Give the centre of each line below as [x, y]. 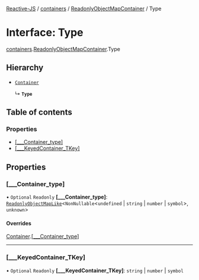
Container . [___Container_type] [43, 237]
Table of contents [39, 112]
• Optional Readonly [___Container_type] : [57, 197]
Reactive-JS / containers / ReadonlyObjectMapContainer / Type [84, 9]
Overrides [19, 223]
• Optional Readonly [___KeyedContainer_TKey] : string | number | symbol [95, 270]
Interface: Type [45, 33]
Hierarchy [25, 68]
